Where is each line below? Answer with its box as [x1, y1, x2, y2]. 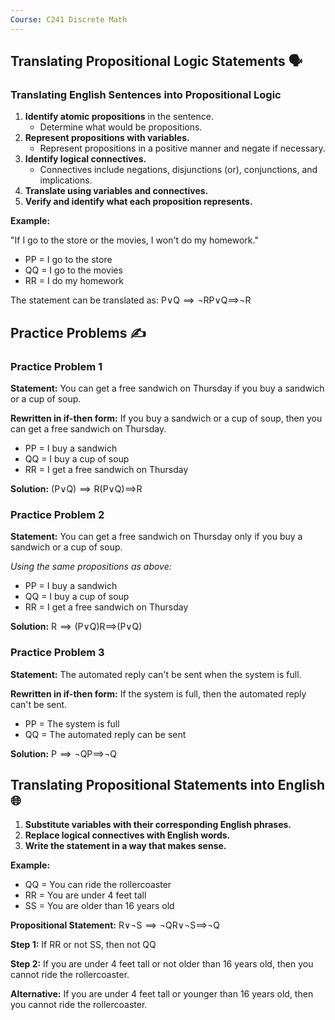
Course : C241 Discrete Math [10, 14, 128, 25]
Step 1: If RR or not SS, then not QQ [10, 939, 157, 951]
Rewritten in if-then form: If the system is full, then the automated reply [10, 687, 307, 700]
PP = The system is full [24, 717, 120, 730]
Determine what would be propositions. [39, 121, 203, 133]
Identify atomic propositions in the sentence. [24, 111, 214, 123]
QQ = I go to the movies [24, 264, 123, 276]
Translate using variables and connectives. [24, 185, 209, 197]
